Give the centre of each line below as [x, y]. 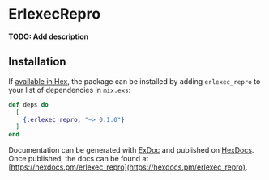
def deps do [28, 105]
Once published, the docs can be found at [79, 159]
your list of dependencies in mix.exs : [70, 90]
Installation [37, 62]
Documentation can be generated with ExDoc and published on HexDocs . [131, 150]
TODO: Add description [49, 36]
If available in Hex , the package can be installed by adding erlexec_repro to [134, 81]
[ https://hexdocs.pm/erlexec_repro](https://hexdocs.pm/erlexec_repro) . [128, 167]
